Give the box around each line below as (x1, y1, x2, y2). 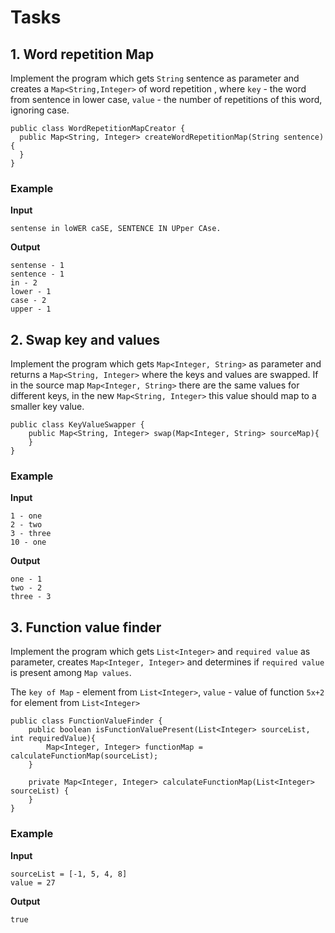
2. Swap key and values (10, 331, 161, 348)
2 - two (10, 520, 43, 530)
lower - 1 (10, 287, 52, 297)
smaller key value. (10, 401, 85, 413)
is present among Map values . (10, 667, 132, 679)
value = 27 (10, 877, 56, 888)
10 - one (10, 537, 47, 548)
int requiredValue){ (10, 734, 97, 744)
